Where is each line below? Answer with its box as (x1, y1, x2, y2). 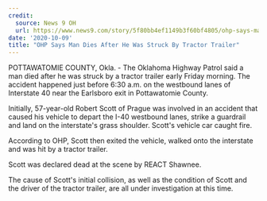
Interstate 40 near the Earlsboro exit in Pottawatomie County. (8, 88, 209, 98)
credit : (8, 11, 34, 20)
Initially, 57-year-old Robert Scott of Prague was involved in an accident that (8, 104, 258, 114)
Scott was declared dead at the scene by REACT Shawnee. (8, 160, 202, 169)
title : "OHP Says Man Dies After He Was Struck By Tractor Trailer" (8, 41, 240, 49)
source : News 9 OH (15, 19, 77, 27)
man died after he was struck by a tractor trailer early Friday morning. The (8, 72, 250, 81)
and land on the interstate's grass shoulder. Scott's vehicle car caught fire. (8, 121, 253, 130)
